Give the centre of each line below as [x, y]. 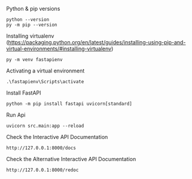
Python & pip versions [33, 9]
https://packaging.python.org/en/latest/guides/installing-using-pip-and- [97, 42]
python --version [28, 20]
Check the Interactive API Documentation [57, 137]
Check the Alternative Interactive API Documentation [71, 159]
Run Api [16, 115]
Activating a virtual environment [45, 71]
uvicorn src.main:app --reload [45, 126]
